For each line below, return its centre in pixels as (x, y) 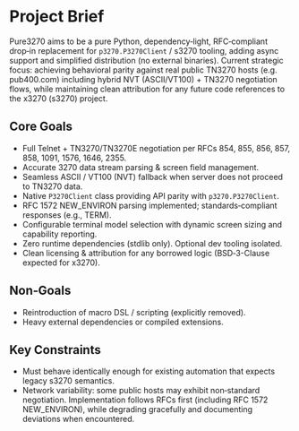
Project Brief (57, 17)
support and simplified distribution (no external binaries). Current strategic (146, 60)
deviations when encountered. (78, 419)
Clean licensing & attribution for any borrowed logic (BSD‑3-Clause (146, 253)
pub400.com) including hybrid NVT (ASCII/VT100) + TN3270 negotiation (143, 79)
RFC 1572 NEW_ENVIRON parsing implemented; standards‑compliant (149, 205)
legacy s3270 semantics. (68, 381)
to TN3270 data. (52, 186)
